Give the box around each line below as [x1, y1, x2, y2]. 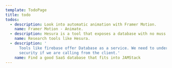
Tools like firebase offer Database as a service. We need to [18, 46, 155, 51]
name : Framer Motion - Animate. [14, 27, 83, 32]
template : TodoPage [5, 7, 47, 13]
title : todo [5, 12, 31, 17]
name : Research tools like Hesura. [14, 36, 91, 41]
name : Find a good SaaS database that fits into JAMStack [14, 55, 141, 60]
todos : [5, 17, 19, 22]
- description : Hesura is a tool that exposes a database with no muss [10, 31, 166, 36]
